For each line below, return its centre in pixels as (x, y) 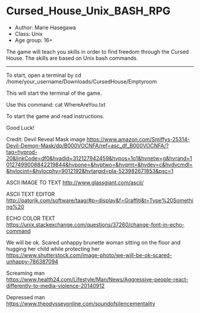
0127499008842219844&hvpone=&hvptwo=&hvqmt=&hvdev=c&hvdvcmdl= (100, 165)
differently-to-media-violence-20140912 (56, 286)
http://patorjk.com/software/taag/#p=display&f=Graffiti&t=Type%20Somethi (100, 200)
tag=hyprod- (22, 152)
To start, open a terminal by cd (44, 75)
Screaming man (26, 273)
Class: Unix (29, 33)
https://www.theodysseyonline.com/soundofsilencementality (81, 303)
